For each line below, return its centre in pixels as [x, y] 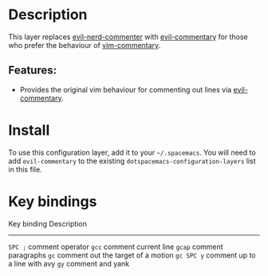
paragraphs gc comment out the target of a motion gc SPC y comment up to [132, 255]
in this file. [25, 169]
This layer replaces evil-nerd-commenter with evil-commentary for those [128, 37]
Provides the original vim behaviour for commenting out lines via [126, 89]
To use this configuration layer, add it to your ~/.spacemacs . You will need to [132, 152]
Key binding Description [48, 223]
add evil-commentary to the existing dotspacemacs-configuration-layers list [132, 160]
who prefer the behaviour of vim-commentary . [85, 45]
